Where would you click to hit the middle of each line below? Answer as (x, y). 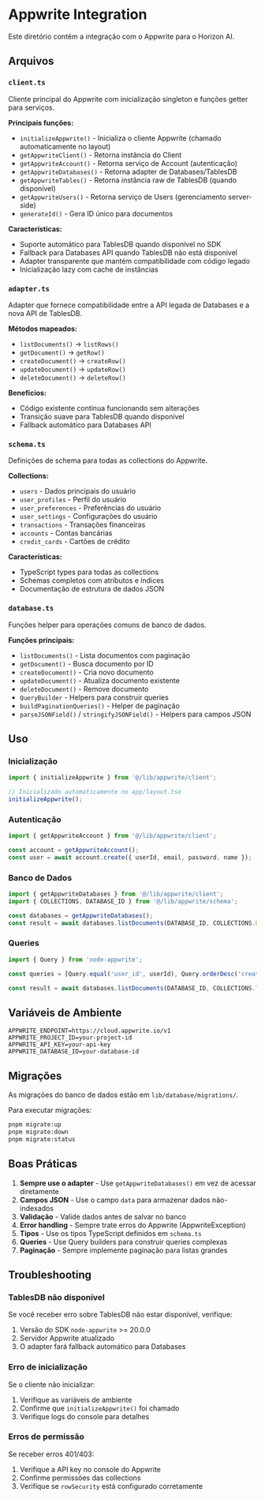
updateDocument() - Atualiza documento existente (99, 680)
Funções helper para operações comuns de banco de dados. (107, 625)
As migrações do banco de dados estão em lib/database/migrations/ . (123, 1095)
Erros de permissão (47, 1437)
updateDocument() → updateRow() (73, 369)
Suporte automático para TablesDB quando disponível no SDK (120, 244)
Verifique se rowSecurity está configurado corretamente (111, 1486)
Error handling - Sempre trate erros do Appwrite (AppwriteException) (132, 1225)
